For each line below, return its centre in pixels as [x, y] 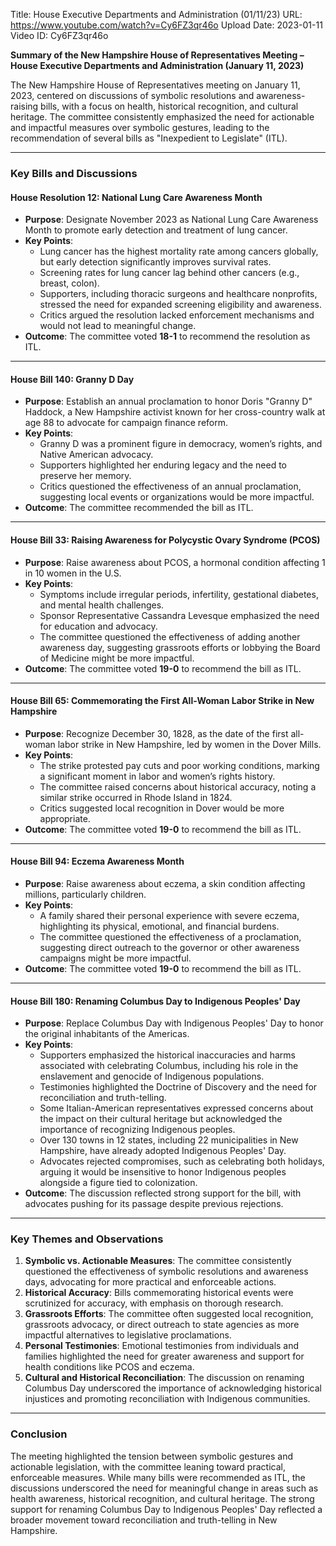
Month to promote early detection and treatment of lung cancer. [156, 230]
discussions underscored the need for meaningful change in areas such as [164, 1488]
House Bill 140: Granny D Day [72, 379]
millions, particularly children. [85, 894]
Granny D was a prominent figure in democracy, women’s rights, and [181, 444]
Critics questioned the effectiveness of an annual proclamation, [170, 486]
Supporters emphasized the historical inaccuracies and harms [167, 1055]
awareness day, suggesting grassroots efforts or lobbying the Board [180, 647]
